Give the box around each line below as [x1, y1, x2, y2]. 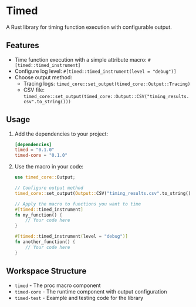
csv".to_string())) [23, 99, 72, 104]
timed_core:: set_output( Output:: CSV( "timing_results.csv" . [14, 190, 163, 196]
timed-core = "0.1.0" [14, 153, 68, 158]
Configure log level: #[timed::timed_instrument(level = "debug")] [14, 68, 177, 75]
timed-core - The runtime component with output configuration [14, 288, 167, 295]
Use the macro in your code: [14, 163, 84, 170]
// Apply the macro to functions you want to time [14, 201, 141, 207]
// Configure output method [14, 185, 83, 191]
